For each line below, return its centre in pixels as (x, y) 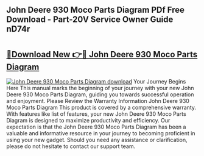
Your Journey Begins (160, 81)
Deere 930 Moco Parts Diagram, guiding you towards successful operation (100, 94)
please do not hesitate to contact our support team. (71, 146)
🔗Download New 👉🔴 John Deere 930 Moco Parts (102, 54)
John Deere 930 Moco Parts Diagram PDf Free (95, 10)
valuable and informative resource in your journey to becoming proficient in (101, 133)
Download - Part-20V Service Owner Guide (90, 20)
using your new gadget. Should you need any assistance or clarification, (97, 140)
